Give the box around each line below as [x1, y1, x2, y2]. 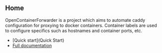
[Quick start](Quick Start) [12, 37, 65, 43]
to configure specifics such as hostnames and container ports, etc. [5, 27, 143, 34]
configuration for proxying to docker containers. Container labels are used [5, 22, 158, 28]
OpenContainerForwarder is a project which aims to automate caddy [5, 17, 146, 23]
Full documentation [12, 42, 52, 49]
